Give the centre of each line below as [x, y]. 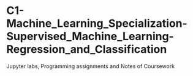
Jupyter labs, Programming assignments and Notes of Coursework [91, 66]
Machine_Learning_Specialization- [97, 23]
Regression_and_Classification [87, 50]
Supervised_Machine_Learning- [90, 36]
